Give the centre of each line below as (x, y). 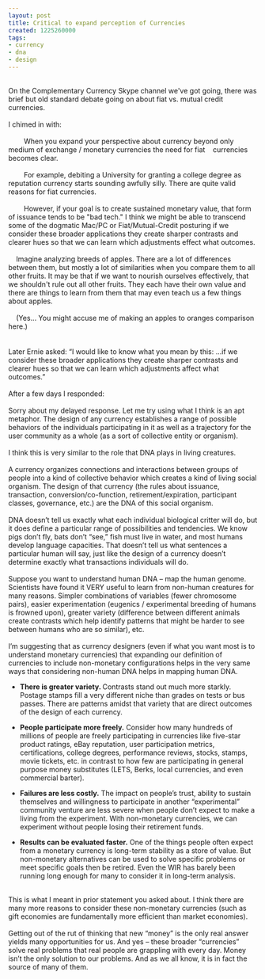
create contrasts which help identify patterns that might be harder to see (127, 621)
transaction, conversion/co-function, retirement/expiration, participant (123, 494)
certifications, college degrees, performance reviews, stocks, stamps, (133, 752)
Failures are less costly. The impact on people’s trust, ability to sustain (135, 793)
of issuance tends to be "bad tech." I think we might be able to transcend (127, 217)
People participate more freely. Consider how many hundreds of (126, 727)
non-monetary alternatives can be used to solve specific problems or (132, 859)
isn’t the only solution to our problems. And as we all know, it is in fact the (128, 958)
